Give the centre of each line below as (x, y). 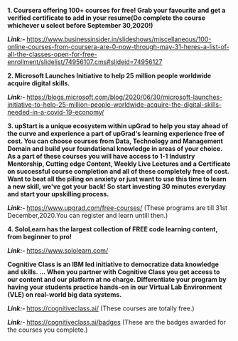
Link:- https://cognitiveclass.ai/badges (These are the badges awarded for (117, 322)
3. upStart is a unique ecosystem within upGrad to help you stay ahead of (118, 126)
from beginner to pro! (40, 237)
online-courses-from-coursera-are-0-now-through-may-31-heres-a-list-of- (118, 47)
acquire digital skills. (39, 83)
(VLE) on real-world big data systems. (65, 294)
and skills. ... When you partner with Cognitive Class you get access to (114, 272)
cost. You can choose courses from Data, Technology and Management (115, 141)
